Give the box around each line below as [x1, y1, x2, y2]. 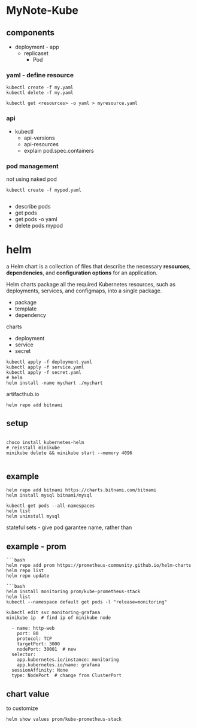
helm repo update [6, 573, 50, 579]
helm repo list [6, 567, 44, 574]
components [6, 28, 55, 38]
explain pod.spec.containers [23, 147, 94, 154]
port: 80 [17, 630, 39, 637]
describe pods [14, 203, 51, 210]
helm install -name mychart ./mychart [6, 380, 103, 386]
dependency [14, 311, 47, 318]
